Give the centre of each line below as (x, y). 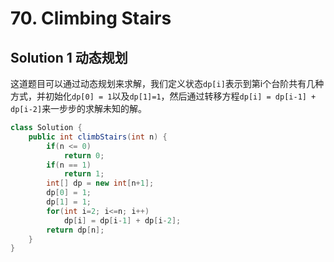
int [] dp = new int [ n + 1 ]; (100, 183)
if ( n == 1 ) (69, 165)
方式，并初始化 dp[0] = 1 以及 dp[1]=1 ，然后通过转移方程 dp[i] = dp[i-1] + (163, 96)
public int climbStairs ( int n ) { (98, 137)
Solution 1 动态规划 (69, 57)
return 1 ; (84, 174)
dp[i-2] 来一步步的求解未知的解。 (79, 108)
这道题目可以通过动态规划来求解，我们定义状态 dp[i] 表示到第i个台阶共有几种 (167, 83)
